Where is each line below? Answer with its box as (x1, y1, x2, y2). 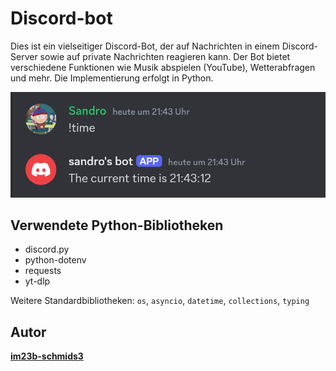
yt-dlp (24, 275, 51, 287)
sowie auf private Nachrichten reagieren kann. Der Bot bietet (39, 50, 291, 62)
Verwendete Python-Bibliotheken (10, 217, 224, 234)
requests (24, 265, 62, 277)
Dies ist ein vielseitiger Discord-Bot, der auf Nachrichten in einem (10, 40, 280, 52)
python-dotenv (24, 254, 87, 266)
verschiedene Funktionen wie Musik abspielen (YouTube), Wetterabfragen (10, 61, 316, 73)
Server (10, 50, 38, 62)
